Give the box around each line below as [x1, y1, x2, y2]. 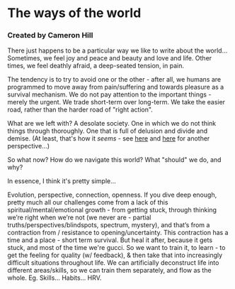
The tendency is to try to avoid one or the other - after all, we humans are [7, 75, 222, 84]
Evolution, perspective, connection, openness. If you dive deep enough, [7, 190, 217, 200]
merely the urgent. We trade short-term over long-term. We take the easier [7, 98, 225, 107]
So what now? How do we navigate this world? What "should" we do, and [7, 156, 222, 164]
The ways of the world [7, 5, 142, 21]
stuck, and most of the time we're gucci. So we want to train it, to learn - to [7, 244, 226, 252]
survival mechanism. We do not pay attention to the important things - [7, 90, 212, 99]
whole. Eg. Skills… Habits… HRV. [7, 273, 102, 282]
